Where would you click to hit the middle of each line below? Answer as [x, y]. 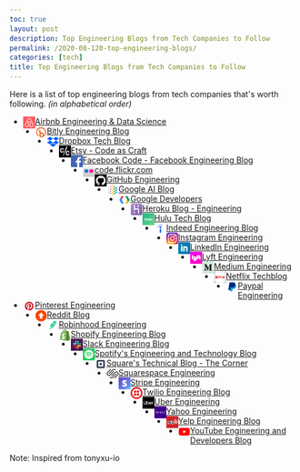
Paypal [250, 286]
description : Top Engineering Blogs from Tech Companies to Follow [140, 38]
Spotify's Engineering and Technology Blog [175, 353]
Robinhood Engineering [103, 324]
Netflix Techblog [257, 276]
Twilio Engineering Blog [186, 392]
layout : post [34, 29]
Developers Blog [221, 440]
